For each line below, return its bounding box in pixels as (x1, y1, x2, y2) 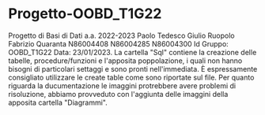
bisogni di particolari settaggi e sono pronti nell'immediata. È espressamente (8, 64, 258, 73)
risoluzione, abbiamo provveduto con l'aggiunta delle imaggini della (8, 89, 229, 98)
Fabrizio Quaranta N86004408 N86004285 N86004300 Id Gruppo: (8, 39, 229, 48)
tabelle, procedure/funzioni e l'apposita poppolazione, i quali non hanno (8, 56, 243, 65)
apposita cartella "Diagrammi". (8, 98, 108, 107)
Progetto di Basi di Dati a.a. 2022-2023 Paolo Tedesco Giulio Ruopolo (8, 31, 235, 40)
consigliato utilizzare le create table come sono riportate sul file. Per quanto (8, 72, 255, 82)
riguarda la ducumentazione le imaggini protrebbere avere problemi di (8, 80, 236, 91)
